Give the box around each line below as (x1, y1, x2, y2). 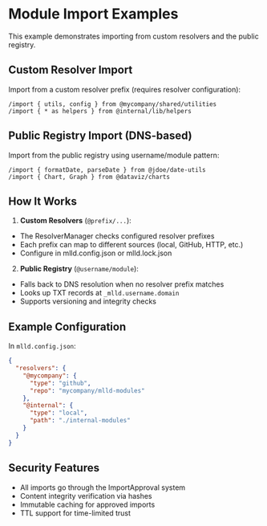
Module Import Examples (8, 5, 179, 23)
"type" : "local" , (29, 409, 88, 418)
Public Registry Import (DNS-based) (8, 129, 192, 143)
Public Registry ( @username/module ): (19, 264, 139, 274)
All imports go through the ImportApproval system (19, 483, 186, 492)
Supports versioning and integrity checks (19, 296, 156, 306)
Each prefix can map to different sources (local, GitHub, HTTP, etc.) (19, 240, 244, 250)
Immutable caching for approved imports (19, 499, 156, 509)
